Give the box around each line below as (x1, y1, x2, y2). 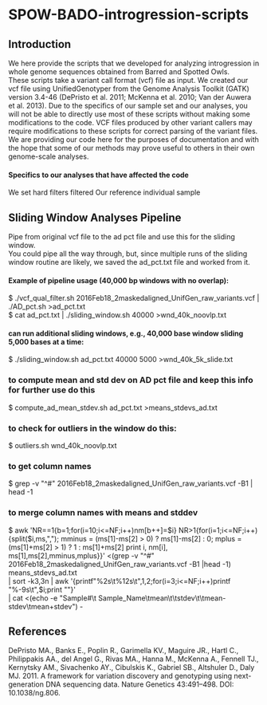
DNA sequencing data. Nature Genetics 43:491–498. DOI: (45, 679, 234, 689)
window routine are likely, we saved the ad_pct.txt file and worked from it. (8, 258, 250, 267)
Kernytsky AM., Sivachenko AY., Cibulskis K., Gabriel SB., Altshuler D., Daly (8, 663, 255, 672)
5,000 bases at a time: (8, 337, 84, 346)
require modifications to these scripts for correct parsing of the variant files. (8, 126, 258, 136)
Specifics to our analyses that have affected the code (8, 170, 189, 179)
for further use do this (8, 384, 96, 396)
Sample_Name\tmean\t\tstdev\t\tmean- (98, 593, 226, 603)
